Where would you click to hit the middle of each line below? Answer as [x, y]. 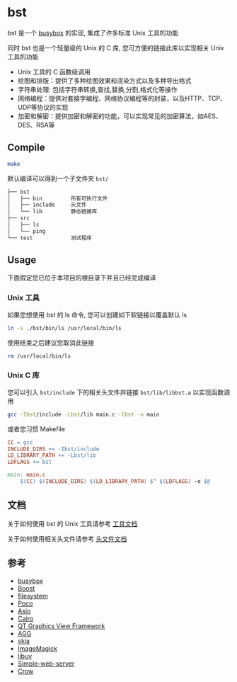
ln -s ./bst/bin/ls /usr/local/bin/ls [64, 328]
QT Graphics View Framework [61, 626]
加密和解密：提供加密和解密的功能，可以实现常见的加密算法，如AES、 [120, 116]
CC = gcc [20, 442]
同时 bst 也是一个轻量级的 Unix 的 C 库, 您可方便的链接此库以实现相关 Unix [116, 47]
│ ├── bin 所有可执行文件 [58, 198]
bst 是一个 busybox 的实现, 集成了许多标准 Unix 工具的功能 [93, 33]
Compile [26, 148]
